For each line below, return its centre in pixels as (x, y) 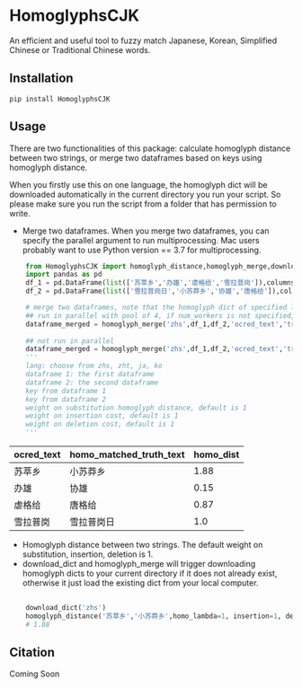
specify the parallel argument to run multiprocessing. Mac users (141, 240)
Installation (41, 79)
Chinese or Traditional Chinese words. (80, 49)
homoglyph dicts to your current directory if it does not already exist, (150, 573)
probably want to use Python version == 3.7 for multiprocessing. (142, 250)
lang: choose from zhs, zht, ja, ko (94, 366)
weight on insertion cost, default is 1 (102, 416)
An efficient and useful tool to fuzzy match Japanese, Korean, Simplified (143, 40)
